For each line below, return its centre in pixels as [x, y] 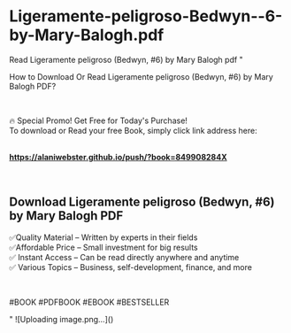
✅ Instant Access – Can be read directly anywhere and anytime [124, 257]
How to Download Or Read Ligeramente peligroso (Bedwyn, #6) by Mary [142, 76]
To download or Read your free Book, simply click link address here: [134, 130]
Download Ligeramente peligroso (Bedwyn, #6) [142, 202]
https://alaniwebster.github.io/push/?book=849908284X [118, 157]
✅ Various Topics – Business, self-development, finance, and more [130, 267]
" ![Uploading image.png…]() [61, 319]
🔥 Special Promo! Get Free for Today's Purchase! [99, 120]
